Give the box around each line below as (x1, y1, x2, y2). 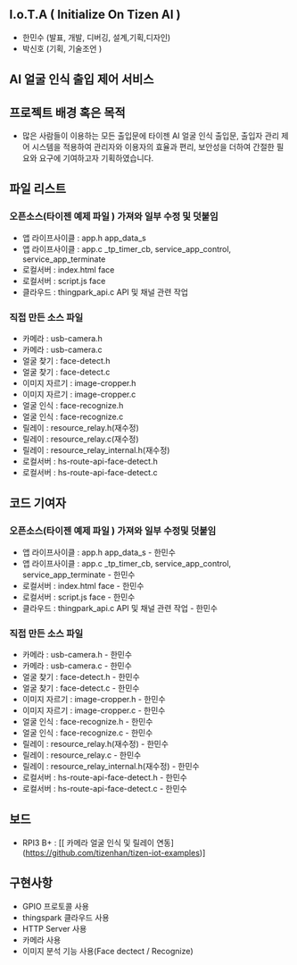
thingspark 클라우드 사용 (21, 911, 110, 923)
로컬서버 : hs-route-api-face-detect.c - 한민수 (21, 783, 187, 793)
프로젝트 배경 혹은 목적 (9, 105, 127, 120)
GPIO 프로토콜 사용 (21, 901, 89, 911)
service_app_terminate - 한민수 (21, 569, 136, 580)
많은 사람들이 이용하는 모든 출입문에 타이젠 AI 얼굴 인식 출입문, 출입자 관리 (21, 130, 279, 141)
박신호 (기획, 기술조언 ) (21, 43, 103, 54)
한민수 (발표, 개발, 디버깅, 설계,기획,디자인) (21, 31, 171, 43)
